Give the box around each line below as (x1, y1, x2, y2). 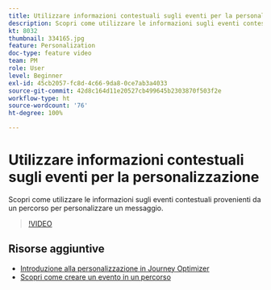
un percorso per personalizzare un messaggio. (8, 203, 164, 213)
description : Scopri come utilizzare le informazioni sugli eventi (8, 19, 240, 27)
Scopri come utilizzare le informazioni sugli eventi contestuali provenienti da (8, 194, 261, 204)
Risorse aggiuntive (8, 242, 105, 256)
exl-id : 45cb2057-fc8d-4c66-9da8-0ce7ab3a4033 (8, 79, 168, 87)
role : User (8, 64, 45, 72)
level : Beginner (8, 72, 63, 80)
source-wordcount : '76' (8, 101, 89, 110)
